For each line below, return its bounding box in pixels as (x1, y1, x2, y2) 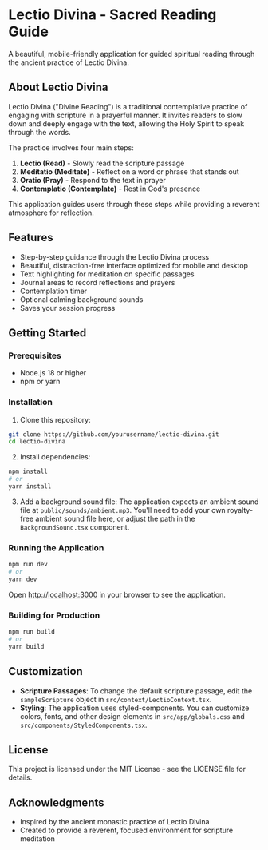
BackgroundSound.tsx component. (19, 522, 130, 532)
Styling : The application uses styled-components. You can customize (19, 703, 250, 713)
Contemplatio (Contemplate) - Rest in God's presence (19, 184, 201, 193)
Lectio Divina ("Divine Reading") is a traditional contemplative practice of (8, 101, 248, 111)
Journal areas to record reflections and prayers (19, 277, 175, 287)
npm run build (8, 628, 56, 636)
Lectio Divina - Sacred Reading (8, 6, 217, 24)
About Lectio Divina (8, 81, 108, 94)
